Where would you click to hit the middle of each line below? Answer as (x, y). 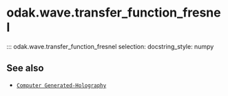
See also (25, 68)
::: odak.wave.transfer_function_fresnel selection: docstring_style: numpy (110, 46)
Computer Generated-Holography (61, 85)
